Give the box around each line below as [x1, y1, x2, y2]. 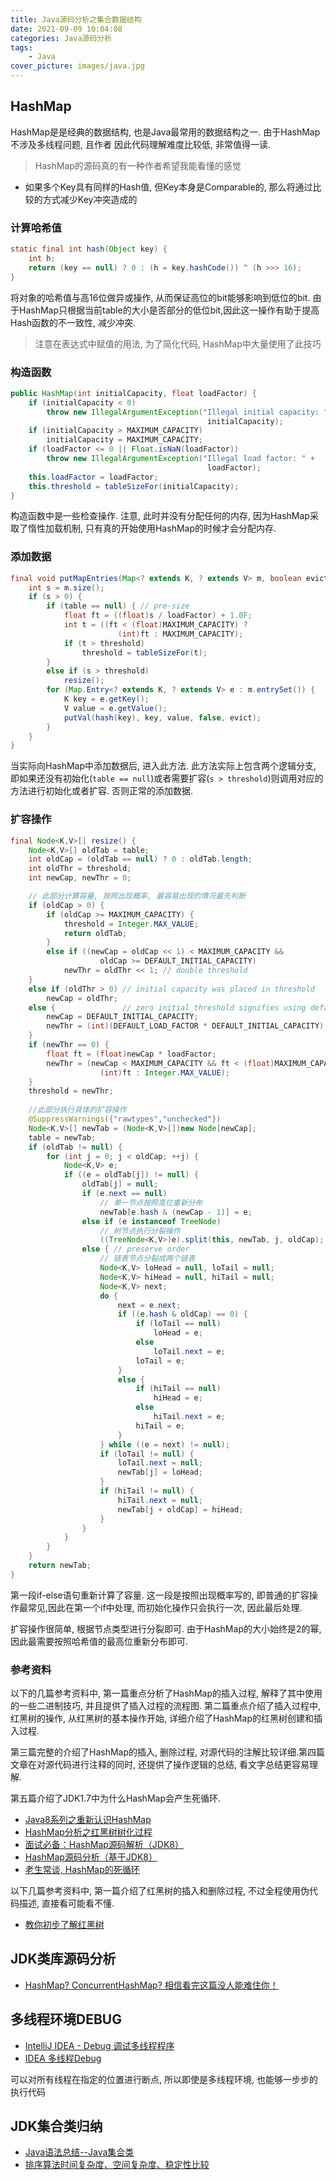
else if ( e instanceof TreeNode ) [81, 1216, 222, 1226]
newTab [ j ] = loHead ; [117, 1467, 203, 1478]
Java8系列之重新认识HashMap [24, 1814, 152, 1826]
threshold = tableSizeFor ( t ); [81, 647, 208, 658]
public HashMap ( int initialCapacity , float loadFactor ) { [10, 388, 257, 398]
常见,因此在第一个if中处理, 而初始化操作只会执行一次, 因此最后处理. [27, 1601, 303, 1613]
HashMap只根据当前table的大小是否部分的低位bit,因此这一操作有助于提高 [18, 304, 320, 316]
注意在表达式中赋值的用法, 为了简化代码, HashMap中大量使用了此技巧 [34, 337, 322, 350]
